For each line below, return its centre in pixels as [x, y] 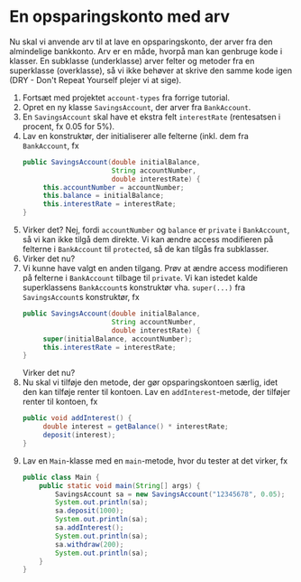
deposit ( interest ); [79, 436]
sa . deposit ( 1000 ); [90, 511]
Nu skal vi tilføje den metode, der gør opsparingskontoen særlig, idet [150, 382]
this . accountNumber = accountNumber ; [114, 187]
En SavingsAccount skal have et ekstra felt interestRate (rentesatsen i [151, 117]
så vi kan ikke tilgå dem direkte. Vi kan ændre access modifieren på [148, 239]
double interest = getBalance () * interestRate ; [136, 427]
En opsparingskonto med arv [120, 17]
